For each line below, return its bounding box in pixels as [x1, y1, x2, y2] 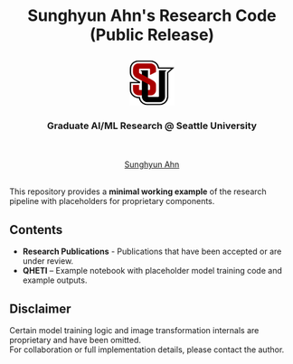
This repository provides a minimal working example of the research [9, 186, 267, 197]
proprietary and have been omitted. [9, 335, 142, 346]
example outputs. [22, 275, 88, 285]
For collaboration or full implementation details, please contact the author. [9, 344, 285, 355]
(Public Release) [89, 24, 215, 45]
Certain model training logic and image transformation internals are [9, 325, 260, 336]
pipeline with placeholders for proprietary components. [9, 196, 215, 207]
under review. [22, 256, 74, 266]
